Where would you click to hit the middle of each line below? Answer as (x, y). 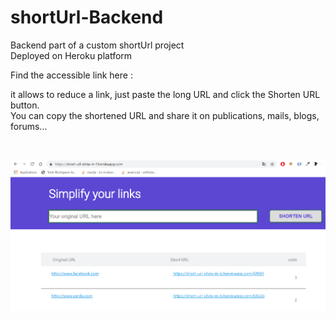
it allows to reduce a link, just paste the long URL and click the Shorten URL (165, 94)
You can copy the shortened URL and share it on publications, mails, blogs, (165, 115)
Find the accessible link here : (71, 75)
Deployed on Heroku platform (71, 55)
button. (25, 105)
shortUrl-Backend (87, 17)
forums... (29, 126)
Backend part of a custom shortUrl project (97, 45)
